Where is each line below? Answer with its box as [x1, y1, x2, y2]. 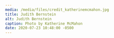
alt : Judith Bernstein [5, 16, 52, 21]
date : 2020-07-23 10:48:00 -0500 [5, 26, 74, 31]
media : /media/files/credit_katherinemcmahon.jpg [5, 7, 110, 12]
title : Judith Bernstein [5, 12, 56, 17]
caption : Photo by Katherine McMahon [5, 21, 83, 26]
